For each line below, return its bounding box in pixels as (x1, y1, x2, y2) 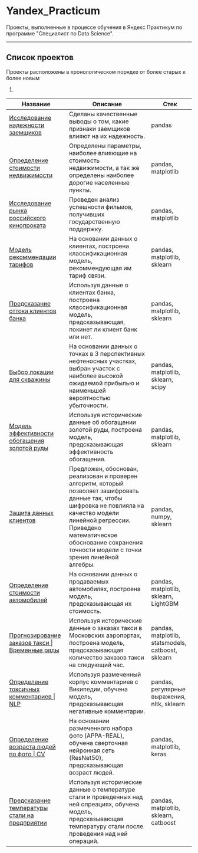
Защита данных (9, 508, 54, 517)
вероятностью (68, 393, 111, 402)
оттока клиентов (9, 307, 57, 315)
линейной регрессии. (68, 516, 131, 524)
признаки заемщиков (68, 124, 131, 133)
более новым (6, 74, 40, 81)
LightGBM (151, 599, 179, 608)
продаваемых (68, 577, 109, 585)
